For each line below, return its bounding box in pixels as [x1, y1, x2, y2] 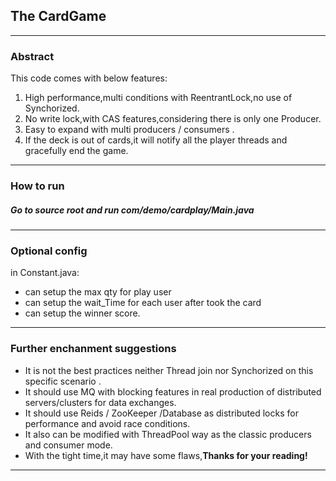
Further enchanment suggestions [10, 342, 177, 356]
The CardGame [10, 8, 107, 25]
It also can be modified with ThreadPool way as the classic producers [24, 428, 312, 440]
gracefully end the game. [24, 145, 129, 157]
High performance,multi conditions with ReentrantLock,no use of [24, 92, 293, 104]
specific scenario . [24, 375, 102, 387]
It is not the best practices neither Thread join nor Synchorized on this [24, 364, 314, 376]
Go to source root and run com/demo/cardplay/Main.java [10, 204, 255, 216]
